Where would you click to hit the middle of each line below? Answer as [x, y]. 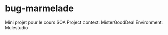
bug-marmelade [39, 9]
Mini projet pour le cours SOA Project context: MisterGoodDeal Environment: [84, 22]
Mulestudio [16, 27]
